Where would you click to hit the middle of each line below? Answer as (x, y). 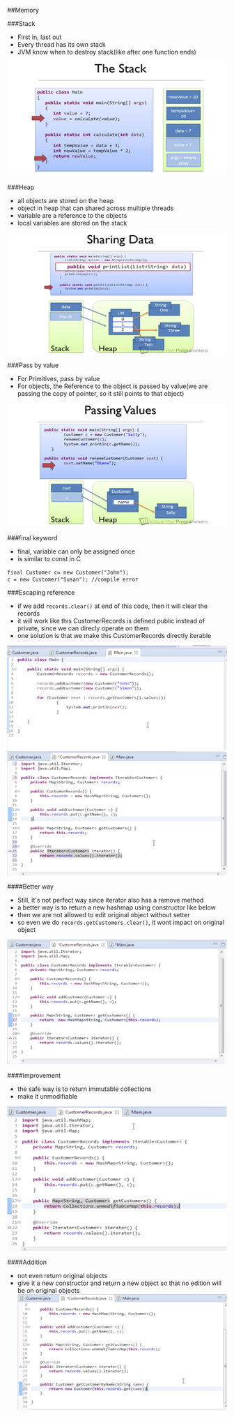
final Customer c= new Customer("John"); (68, 572)
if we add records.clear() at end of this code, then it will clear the (112, 606)
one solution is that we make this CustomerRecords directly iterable (114, 635)
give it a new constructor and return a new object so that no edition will (119, 1283)
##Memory (23, 10)
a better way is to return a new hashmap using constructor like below (116, 907)
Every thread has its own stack (61, 44)
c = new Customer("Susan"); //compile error (73, 579)
